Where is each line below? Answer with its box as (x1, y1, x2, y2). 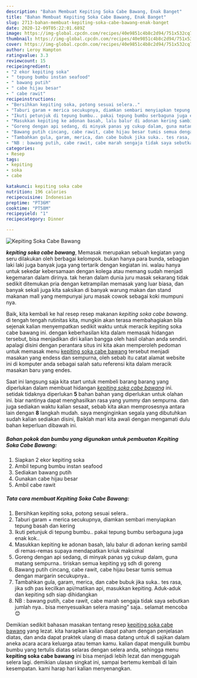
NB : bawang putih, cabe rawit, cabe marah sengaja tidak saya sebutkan (14, 597, 189, 604)
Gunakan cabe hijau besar (14, 475, 78, 482)
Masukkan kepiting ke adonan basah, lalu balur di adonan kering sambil (14, 541, 188, 548)
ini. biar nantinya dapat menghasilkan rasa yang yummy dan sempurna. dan (6, 397, 189, 404)
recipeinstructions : (6, 96, 57, 102)
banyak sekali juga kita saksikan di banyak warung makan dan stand (6, 287, 171, 293)
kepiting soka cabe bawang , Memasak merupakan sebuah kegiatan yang (6, 249, 185, 256)
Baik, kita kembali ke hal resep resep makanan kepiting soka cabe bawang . (6, 310, 188, 317)
